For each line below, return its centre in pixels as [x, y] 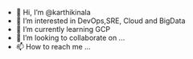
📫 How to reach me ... [53, 47]
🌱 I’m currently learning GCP [63, 29]
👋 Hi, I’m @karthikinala [53, 12]
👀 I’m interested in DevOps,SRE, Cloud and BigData [101, 21]
